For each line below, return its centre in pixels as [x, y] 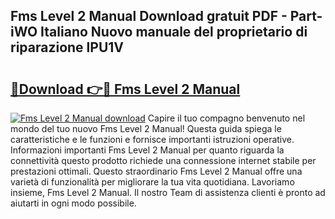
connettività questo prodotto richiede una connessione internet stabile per [163, 160]
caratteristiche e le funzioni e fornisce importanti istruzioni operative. [152, 139]
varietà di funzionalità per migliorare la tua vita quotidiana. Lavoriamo [152, 182]
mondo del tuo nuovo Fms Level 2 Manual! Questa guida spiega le [146, 128]
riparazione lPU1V [67, 47]
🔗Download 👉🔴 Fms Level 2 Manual [125, 89]
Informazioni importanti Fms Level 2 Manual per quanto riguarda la [147, 150]
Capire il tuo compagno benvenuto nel [226, 118]
